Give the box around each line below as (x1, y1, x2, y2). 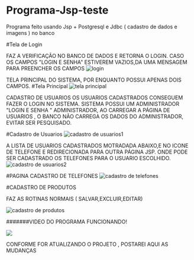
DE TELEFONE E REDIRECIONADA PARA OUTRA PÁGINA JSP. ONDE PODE (6, 148, 188, 155)
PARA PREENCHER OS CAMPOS (6, 64, 85, 71)
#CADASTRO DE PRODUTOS (6, 184, 77, 191)
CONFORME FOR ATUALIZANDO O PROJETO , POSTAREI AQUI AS (6, 240, 169, 248)
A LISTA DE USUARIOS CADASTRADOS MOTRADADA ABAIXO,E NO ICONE (6, 142, 189, 149)
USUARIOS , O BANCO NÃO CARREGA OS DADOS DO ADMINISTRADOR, (6, 113, 183, 120)
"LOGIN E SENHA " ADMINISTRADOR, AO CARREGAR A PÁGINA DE (6, 106, 170, 113)
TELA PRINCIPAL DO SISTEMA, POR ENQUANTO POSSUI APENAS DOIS (6, 76, 182, 83)
